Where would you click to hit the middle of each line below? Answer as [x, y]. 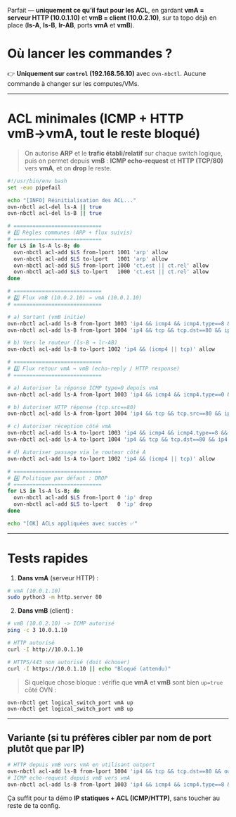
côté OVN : [40, 690]
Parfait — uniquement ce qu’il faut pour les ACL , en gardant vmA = [106, 10]
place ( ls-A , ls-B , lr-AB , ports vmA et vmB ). [71, 25]
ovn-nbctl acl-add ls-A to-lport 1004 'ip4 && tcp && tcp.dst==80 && [111, 439]
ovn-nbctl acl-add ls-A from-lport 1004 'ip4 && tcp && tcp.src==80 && [114, 414]
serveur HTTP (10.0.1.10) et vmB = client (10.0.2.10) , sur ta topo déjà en [112, 18]
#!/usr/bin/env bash [38, 181]
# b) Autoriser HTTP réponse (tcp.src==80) [72, 407]
